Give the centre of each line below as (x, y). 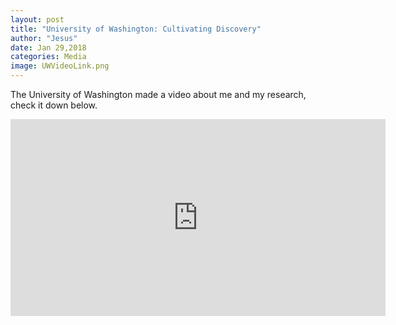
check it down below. (54, 105)
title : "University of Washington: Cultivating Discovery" (136, 29)
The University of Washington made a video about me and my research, (158, 94)
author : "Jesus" (44, 38)
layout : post (37, 19)
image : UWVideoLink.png (60, 66)
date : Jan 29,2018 (48, 47)
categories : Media (48, 57)
